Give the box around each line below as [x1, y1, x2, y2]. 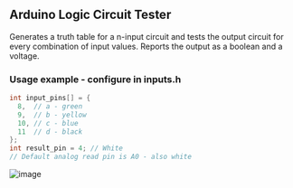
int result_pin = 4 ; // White [9, 144, 124, 153]
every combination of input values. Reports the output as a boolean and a [9, 41, 283, 52]
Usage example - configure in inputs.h [9, 72, 182, 85]
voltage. [9, 50, 40, 61]
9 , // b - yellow [17, 110, 88, 119]
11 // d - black [17, 127, 83, 136]
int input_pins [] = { [9, 94, 91, 103]
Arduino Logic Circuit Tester [9, 7, 172, 23]
